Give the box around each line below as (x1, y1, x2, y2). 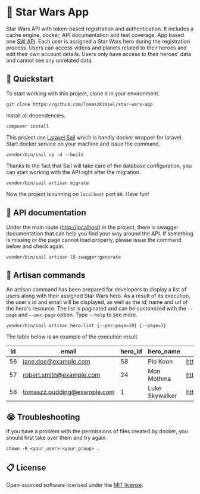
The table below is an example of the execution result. (6, 333, 139, 340)
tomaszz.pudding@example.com (23, 388, 115, 396)
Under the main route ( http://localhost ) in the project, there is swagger (6, 223, 179, 231)
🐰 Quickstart (6, 74, 54, 84)
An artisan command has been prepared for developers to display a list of (6, 286, 187, 293)
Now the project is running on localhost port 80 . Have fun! (6, 190, 149, 197)
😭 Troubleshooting (6, 412, 80, 422)
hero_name (148, 347, 180, 356)
